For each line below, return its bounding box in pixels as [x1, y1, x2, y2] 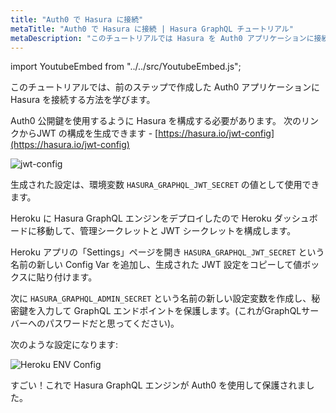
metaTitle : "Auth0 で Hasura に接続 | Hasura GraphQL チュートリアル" [10, 24, 294, 34]
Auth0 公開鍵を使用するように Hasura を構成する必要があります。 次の [10, 115, 302, 127]
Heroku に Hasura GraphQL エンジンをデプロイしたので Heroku [10, 212, 272, 225]
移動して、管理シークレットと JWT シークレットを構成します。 [36, 225, 297, 237]
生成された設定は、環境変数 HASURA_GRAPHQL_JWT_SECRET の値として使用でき [10, 179, 320, 191]
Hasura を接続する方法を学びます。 [10, 94, 156, 106]
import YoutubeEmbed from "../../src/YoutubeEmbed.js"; [10, 61, 242, 73]
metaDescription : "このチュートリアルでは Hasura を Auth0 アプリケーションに [10, 33, 315, 43]
